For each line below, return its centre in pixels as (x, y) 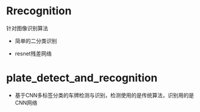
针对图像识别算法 (27, 28)
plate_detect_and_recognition (82, 78)
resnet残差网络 (33, 53)
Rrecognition (39, 11)
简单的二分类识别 (36, 41)
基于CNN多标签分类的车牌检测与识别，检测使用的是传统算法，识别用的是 (104, 95)
